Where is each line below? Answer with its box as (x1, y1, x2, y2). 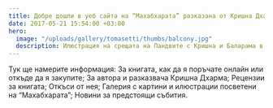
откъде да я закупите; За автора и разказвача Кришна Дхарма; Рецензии (8, 73, 265, 83)
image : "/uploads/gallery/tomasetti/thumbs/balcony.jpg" (15, 34, 213, 43)
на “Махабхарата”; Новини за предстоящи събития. (8, 90, 188, 100)
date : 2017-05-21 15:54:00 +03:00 (8, 19, 126, 28)
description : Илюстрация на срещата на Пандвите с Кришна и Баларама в (15, 42, 264, 50)
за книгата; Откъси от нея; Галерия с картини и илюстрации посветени (8, 82, 258, 92)
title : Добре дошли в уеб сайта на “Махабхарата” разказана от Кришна (8, 11, 253, 20)
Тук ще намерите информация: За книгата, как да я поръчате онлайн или (8, 64, 264, 74)
